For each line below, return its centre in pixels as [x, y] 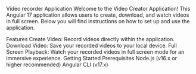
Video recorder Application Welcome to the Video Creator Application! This [98, 9]
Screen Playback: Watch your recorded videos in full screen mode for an [95, 52]
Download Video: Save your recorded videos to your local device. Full [91, 45]
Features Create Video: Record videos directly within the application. [90, 39]
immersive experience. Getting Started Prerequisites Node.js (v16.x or [92, 58]
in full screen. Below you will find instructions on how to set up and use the [98, 21]
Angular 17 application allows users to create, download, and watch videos [98, 15]
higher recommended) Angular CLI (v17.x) [57, 64]
